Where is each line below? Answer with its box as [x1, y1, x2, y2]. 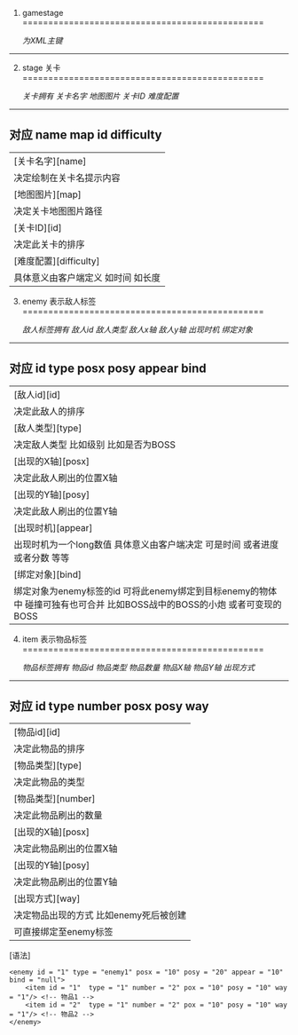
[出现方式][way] [13, 892, 81, 905]
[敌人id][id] [13, 388, 61, 400]
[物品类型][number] [13, 793, 96, 805]
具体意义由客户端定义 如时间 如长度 [13, 271, 161, 283]
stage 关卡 [21, 62, 61, 73]
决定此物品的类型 [13, 776, 86, 788]
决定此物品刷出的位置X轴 [13, 842, 118, 855]
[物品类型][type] [13, 759, 82, 771]
